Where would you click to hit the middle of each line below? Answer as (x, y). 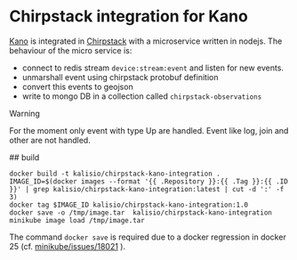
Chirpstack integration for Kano (129, 16)
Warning (24, 113)
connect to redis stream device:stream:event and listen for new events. (153, 68)
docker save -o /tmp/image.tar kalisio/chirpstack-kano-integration (141, 212)
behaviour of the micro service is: (71, 50)
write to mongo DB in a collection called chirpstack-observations (142, 96)
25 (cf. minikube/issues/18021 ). (68, 246)
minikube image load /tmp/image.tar (77, 220)
